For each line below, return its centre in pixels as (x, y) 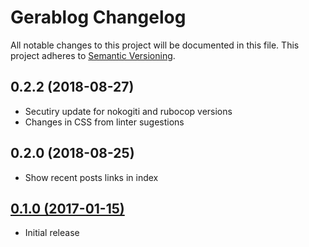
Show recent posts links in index (91, 177)
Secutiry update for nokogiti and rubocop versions (128, 111)
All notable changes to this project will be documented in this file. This (155, 45)
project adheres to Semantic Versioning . (93, 55)
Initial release (52, 233)
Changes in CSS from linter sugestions (104, 122)
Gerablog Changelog (98, 17)
